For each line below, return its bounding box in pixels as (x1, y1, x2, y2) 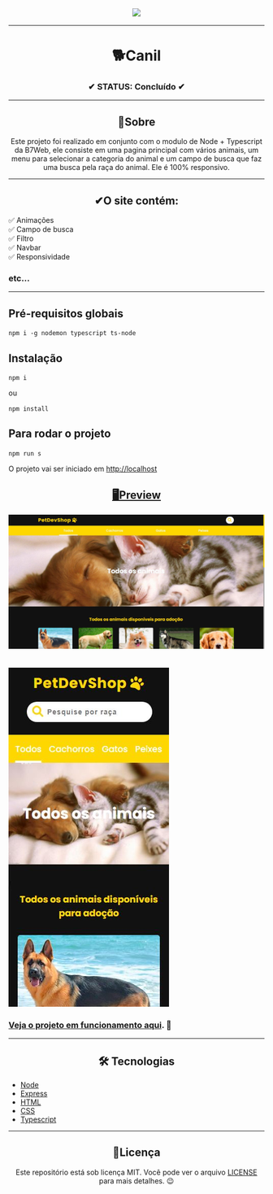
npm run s (8, 449, 42, 458)
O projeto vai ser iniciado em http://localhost (8, 464, 158, 473)
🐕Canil (111, 46, 162, 65)
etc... (8, 272, 30, 284)
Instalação (8, 351, 63, 365)
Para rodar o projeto (8, 427, 111, 441)
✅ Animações (8, 216, 54, 225)
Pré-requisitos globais (8, 307, 124, 320)
